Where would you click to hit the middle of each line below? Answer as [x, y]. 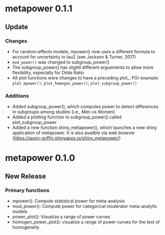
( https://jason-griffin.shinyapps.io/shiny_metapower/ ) [66, 138]
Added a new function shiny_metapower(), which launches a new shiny [84, 128]
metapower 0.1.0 [40, 158]
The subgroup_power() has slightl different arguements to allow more [83, 67]
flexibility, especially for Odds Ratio [48, 73]
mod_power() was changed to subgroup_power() [61, 62]
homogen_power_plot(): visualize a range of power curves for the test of [86, 222]
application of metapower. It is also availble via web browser [74, 133]
